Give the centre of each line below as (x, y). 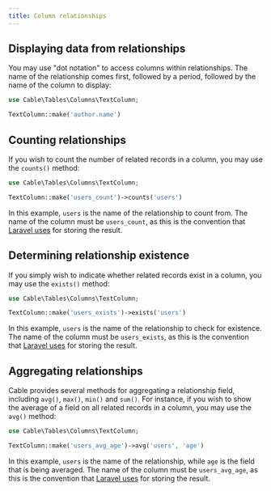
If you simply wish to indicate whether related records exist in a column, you (135, 275)
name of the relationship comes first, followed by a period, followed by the (132, 77)
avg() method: (32, 417)
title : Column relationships (57, 16)
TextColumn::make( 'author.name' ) (65, 115)
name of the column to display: (60, 85)
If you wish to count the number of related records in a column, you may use (135, 159)
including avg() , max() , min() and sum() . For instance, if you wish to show (130, 399)
